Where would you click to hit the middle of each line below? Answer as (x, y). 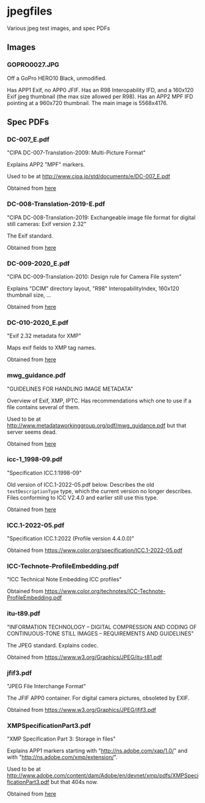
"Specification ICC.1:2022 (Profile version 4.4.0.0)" (71, 539)
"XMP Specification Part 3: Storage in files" (61, 739)
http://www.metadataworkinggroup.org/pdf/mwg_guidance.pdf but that (97, 425)
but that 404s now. (74, 782)
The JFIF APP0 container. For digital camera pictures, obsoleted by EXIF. (98, 698)
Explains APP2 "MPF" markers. (46, 165)
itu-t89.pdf (24, 614)
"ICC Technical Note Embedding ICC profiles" (64, 580)
